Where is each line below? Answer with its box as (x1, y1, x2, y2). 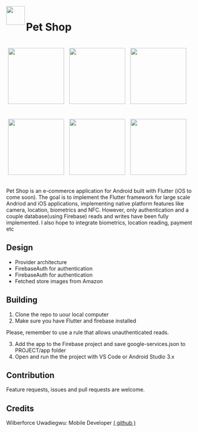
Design (6, 243, 33, 253)
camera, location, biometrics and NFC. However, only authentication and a (6, 206, 189, 213)
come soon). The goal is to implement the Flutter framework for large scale (6, 194, 191, 201)
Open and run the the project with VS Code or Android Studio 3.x (14, 353, 175, 360)
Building (6, 295, 38, 305)
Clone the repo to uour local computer (14, 311, 109, 318)
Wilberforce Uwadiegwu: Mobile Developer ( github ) (6, 419, 136, 427)
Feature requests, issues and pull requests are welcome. (6, 386, 145, 393)
